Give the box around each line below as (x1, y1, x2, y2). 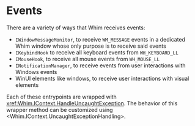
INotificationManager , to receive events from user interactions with (15, 62, 186, 69)
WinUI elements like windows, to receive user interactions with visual (15, 75, 189, 82)
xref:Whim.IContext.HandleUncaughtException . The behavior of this (6, 99, 178, 107)
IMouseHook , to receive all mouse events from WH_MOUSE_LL (15, 55, 160, 62)
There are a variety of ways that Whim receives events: (6, 24, 145, 31)
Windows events (15, 68, 57, 75)
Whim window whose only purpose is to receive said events (15, 42, 166, 50)
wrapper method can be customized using (6, 106, 113, 113)
